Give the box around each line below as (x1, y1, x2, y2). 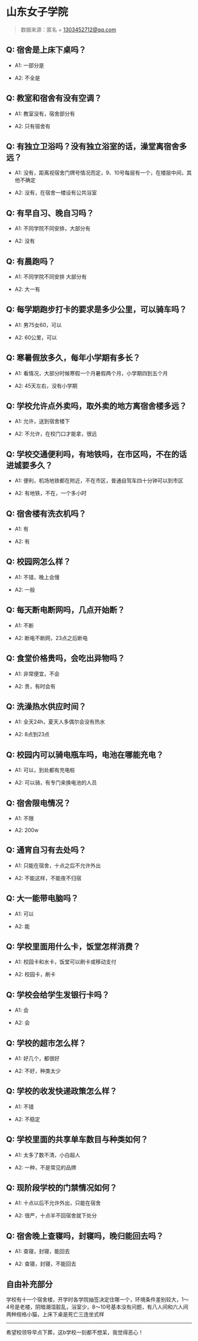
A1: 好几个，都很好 (14, 1055, 60, 1062)
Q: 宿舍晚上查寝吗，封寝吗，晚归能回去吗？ (6, 1231, 164, 1241)
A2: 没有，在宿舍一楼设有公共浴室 (14, 189, 97, 196)
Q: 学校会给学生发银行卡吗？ (6, 989, 110, 1000)
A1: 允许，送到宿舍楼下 (14, 418, 70, 425)
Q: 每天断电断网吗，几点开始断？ (6, 605, 126, 615)
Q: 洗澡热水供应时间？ (6, 701, 87, 712)
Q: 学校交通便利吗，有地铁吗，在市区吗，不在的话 (6, 449, 187, 459)
